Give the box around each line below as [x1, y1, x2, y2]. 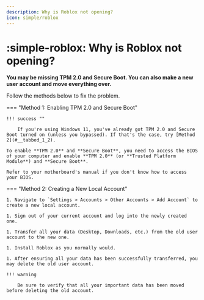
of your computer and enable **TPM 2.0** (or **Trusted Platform [6, 153, 176, 159]
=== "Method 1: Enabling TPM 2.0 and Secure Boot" [6, 104, 137, 112]
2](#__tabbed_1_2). [6, 137, 56, 143]
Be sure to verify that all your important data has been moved [17, 282, 184, 288]
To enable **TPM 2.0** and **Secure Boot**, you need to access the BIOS [6, 148, 199, 154]
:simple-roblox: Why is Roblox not [6, 41, 182, 55]
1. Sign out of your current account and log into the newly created [6, 213, 188, 220]
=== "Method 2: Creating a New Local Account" [6, 185, 128, 193]
